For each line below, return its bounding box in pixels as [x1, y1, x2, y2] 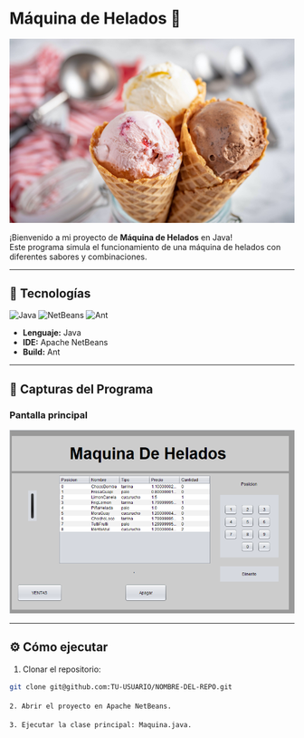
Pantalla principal [9, 408, 89, 421]
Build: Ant [22, 346, 61, 357]
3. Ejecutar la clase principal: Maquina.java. [9, 721, 193, 730]
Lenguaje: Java [22, 327, 81, 338]
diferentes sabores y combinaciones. [9, 251, 147, 262]
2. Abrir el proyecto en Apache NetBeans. [9, 702, 172, 711]
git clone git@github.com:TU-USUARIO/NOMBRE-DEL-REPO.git [9, 682, 233, 692]
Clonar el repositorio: [22, 664, 101, 675]
